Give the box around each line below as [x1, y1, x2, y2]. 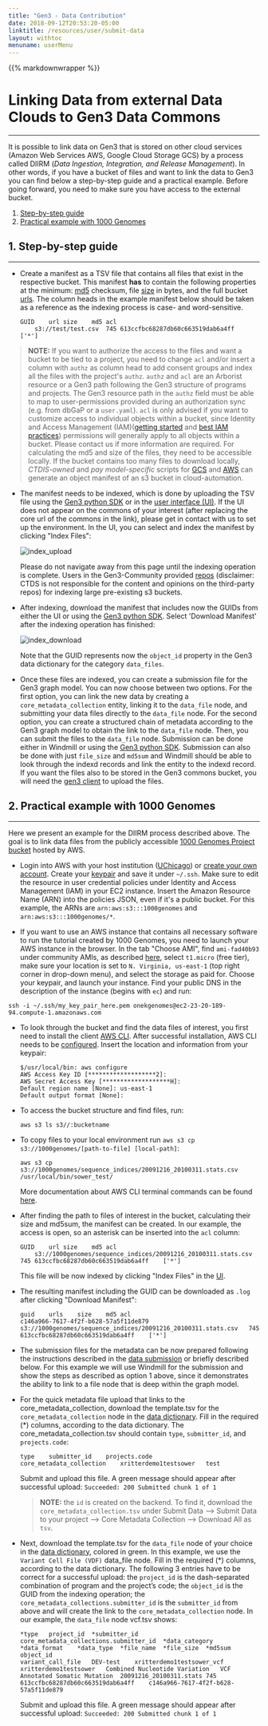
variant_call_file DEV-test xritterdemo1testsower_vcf [19, 1657, 224, 1666]
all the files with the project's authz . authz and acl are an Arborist [27, 371, 242, 381]
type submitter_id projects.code [19, 1452, 153, 1460]
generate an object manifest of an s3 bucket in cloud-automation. [27, 472, 244, 483]
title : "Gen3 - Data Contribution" [8, 11, 127, 20]
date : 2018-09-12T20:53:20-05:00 [8, 19, 120, 27]
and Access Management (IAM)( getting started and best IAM [27, 422, 229, 432]
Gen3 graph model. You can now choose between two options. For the [19, 683, 253, 693]
